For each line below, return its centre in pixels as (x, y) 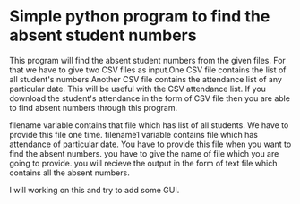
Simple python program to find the (140, 17)
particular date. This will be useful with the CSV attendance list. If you (138, 89)
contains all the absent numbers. (69, 173)
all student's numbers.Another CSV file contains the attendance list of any (146, 79)
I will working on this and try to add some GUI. (94, 190)
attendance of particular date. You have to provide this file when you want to (150, 144)
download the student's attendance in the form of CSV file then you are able (150, 98)
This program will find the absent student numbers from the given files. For (148, 60)
